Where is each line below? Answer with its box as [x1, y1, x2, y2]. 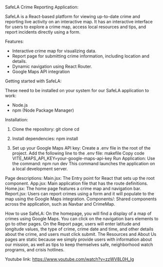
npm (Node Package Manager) [12, 107, 74, 113]
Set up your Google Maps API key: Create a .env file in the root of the [12, 145, 151, 151]
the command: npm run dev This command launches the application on [12, 161, 155, 166]
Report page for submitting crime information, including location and [12, 53, 149, 59]
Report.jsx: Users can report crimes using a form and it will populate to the [5, 191, 154, 196]
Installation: [5, 117, 28, 122]
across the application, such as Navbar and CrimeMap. [5, 201, 115, 207]
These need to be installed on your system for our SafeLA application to [5, 88, 149, 93]
